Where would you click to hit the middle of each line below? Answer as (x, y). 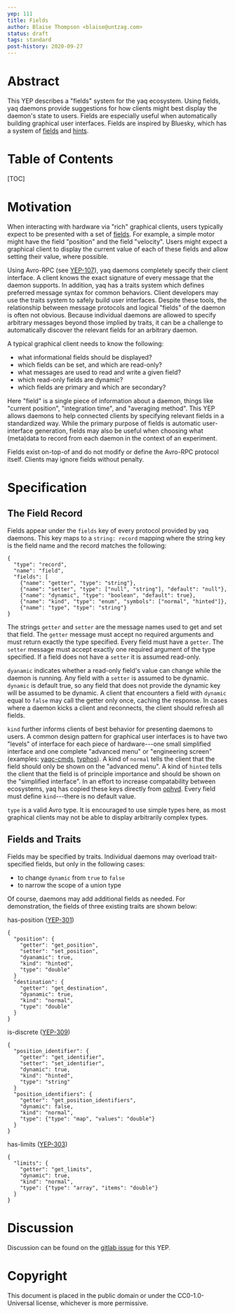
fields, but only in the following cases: (90, 864)
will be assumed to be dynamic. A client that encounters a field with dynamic (117, 693)
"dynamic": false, (47, 1106)
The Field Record (45, 513)
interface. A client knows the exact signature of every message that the (110, 277)
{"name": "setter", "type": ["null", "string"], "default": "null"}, (124, 589)
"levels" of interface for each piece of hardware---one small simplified (109, 744)
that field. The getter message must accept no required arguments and (110, 634)
